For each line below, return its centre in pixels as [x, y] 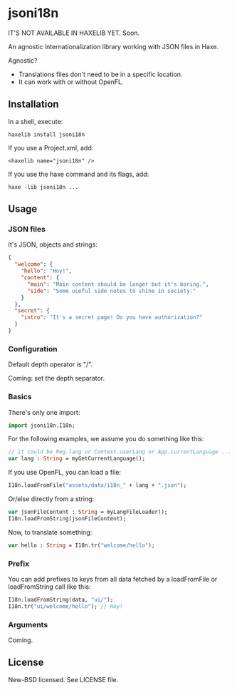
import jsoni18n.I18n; [42, 426]
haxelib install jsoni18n [46, 134]
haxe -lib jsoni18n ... [43, 187]
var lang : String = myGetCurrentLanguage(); [77, 459]
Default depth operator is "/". [51, 364]
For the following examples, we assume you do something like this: [106, 439]
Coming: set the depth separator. [57, 379]
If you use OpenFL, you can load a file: [65, 473]
